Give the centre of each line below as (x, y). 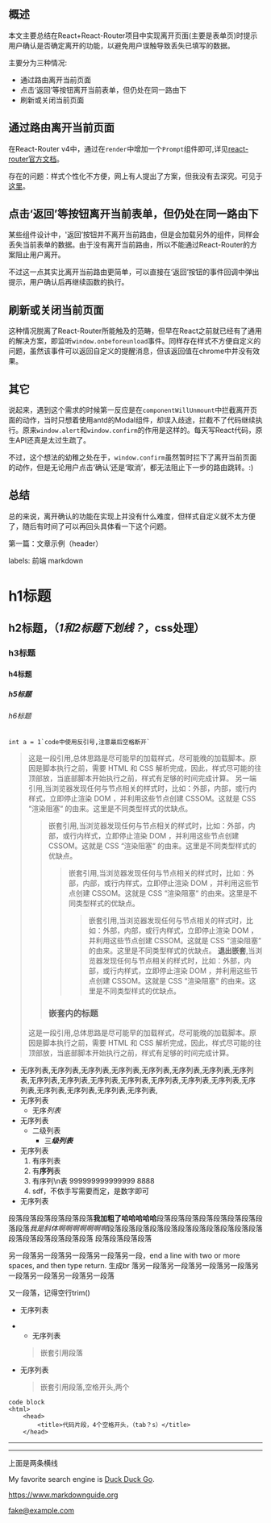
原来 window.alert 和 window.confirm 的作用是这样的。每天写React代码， (139, 431)
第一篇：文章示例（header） (56, 543)
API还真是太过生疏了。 (53, 440)
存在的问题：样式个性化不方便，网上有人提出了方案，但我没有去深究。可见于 (135, 176)
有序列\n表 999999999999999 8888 (93, 1180)
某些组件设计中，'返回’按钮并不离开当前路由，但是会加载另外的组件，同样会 (134, 235)
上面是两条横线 (33, 1463)
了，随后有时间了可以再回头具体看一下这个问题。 (90, 526)
